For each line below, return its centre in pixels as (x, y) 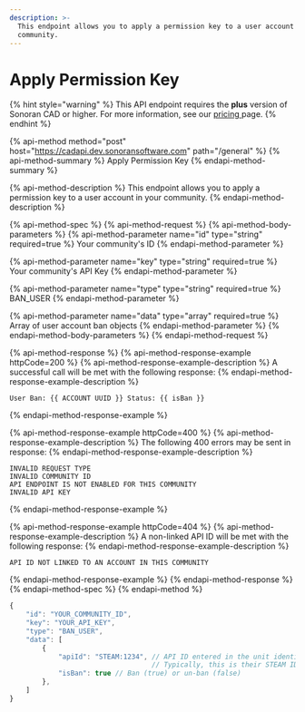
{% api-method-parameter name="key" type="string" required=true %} (144, 262)
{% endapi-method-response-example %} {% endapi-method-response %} (151, 580)
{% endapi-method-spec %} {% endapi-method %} (106, 590)
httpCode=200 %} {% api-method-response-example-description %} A (144, 363)
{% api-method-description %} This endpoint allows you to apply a (135, 188)
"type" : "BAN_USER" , (64, 631)
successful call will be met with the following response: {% (119, 372)
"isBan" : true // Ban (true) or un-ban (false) (150, 673)
